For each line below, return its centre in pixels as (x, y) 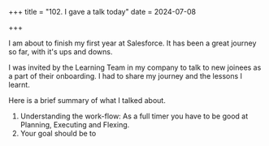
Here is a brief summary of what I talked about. (87, 100)
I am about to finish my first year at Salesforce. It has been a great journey (132, 43)
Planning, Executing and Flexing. (75, 125)
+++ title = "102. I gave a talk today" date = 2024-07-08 (102, 12)
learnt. (19, 85)
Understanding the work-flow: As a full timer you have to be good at (134, 116)
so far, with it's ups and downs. (61, 52)
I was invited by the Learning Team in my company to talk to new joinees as (135, 67)
